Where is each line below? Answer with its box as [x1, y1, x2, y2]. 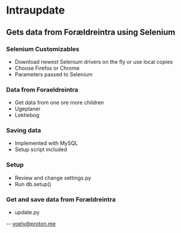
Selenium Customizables [6, 45, 80, 53]
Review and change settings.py [14, 174, 92, 181]
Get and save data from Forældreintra [6, 195, 116, 203]
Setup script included [14, 146, 67, 153]
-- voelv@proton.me [6, 220, 56, 228]
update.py [14, 209, 40, 216]
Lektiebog [14, 112, 40, 119]
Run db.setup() [14, 180, 51, 187]
